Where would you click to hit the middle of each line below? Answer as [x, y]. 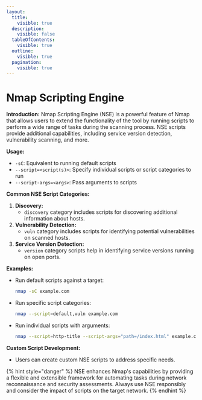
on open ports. [42, 257]
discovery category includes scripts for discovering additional [101, 212]
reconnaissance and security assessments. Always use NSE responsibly [96, 384]
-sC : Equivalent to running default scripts [65, 163]
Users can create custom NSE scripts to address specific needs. [95, 360]
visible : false [36, 34]
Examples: [20, 269]
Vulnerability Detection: [46, 225]
